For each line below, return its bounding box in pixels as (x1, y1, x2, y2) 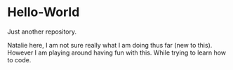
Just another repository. (7, 27, 77, 36)
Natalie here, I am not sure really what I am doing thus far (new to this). (7, 41, 213, 49)
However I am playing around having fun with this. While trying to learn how (7, 48, 227, 57)
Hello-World (7, 4, 80, 20)
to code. (7, 55, 32, 64)
